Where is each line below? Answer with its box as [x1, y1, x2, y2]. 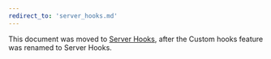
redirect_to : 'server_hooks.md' [8, 11, 118, 20]
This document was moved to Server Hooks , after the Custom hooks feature [8, 34, 264, 44]
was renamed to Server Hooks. [8, 42, 112, 53]
